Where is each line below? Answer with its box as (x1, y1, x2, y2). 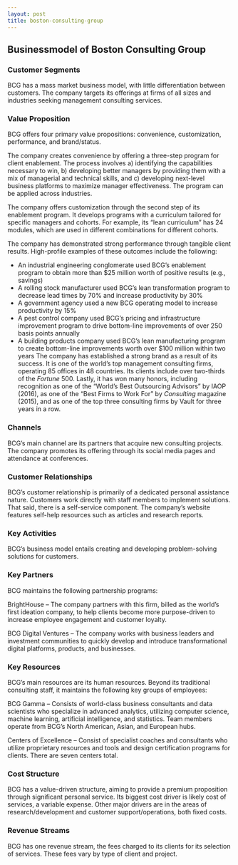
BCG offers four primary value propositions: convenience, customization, (7, 130, 222, 139)
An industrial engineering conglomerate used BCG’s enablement (17, 261, 207, 269)
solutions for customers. (7, 552, 79, 561)
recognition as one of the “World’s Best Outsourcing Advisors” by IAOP (17, 382, 227, 390)
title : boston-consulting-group (7, 17, 103, 24)
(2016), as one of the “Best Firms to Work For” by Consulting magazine (17, 390, 227, 398)
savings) (17, 276, 43, 285)
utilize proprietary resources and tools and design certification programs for (7, 743, 230, 752)
